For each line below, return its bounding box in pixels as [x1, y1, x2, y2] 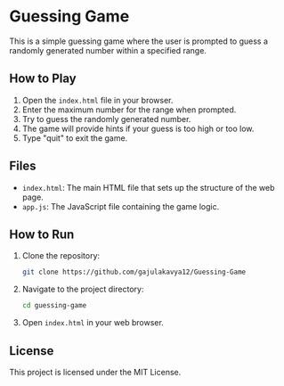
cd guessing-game [21, 301, 87, 310]
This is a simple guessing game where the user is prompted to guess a [9, 36, 269, 46]
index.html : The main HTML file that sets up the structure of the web [21, 182, 275, 193]
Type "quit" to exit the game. [21, 132, 128, 144]
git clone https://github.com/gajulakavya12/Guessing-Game [21, 267, 247, 277]
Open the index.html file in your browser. [21, 94, 174, 105]
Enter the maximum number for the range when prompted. [21, 104, 237, 115]
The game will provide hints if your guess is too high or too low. [21, 123, 255, 134]
